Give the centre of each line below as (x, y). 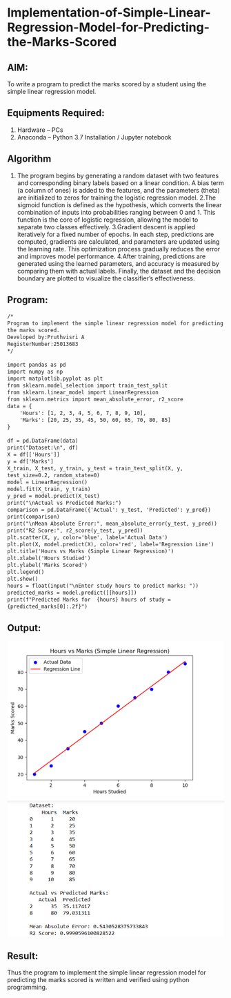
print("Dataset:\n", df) (43, 448)
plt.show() (23, 579)
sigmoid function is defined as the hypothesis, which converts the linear (119, 204)
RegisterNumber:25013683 (43, 344)
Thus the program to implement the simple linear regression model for (107, 972)
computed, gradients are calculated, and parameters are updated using (118, 241)
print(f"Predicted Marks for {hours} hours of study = (89, 600)
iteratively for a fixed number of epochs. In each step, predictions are (115, 234)
